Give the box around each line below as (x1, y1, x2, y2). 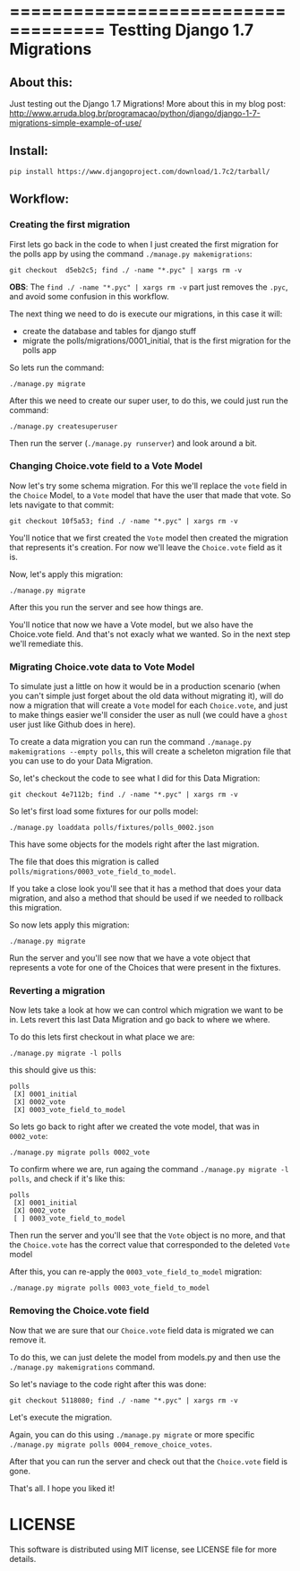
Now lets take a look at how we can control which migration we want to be (9, 1005, 284, 1015)
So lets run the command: (9, 362, 105, 373)
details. (9, 1553, 37, 1564)
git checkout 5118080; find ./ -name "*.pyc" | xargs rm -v (9, 1395, 239, 1405)
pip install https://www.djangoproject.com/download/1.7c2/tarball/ (9, 167, 270, 176)
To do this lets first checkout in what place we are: (9, 1032, 195, 1042)
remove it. (9, 1334, 47, 1345)
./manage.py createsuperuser (9, 422, 118, 431)
